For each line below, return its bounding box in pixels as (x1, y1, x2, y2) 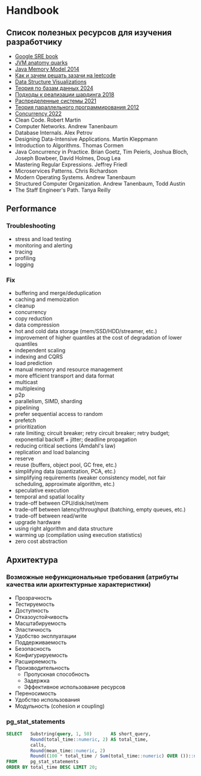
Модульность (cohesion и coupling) (14, 702, 105, 709)
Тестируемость (14, 600, 55, 608)
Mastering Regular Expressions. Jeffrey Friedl (14, 161, 127, 168)
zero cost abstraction (14, 538, 68, 545)
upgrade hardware (14, 518, 61, 526)
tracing (14, 248, 33, 255)
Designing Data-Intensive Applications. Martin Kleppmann (14, 135, 158, 143)
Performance (6, 204, 57, 214)
